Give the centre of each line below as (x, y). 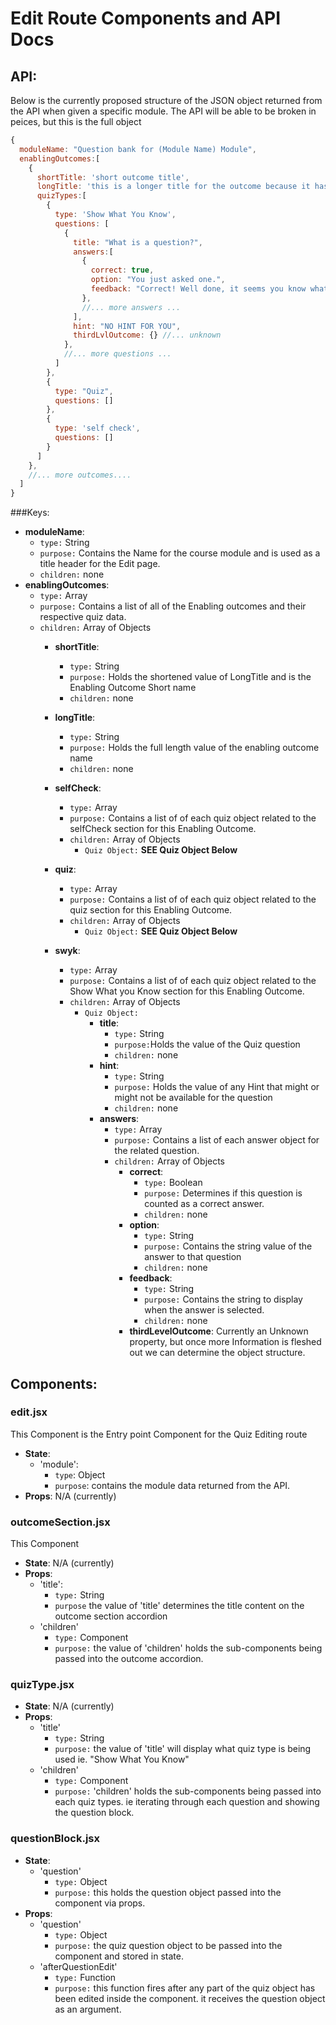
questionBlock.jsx (55, 1839)
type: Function (85, 1977)
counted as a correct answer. (204, 1204)
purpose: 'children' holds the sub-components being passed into (188, 1791)
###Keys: (30, 513)
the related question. (157, 1151)
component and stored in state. (119, 1956)
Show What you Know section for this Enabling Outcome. (187, 991)
